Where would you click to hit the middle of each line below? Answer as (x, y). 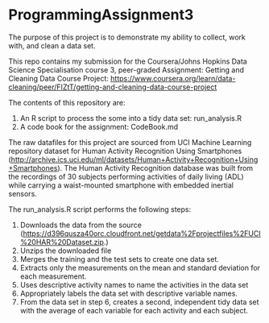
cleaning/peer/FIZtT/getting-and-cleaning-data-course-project (113, 87)
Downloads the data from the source (81, 225)
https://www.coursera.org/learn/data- (173, 78)
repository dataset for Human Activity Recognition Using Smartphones (125, 151)
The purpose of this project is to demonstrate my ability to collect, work (127, 37)
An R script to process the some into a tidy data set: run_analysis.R (131, 118)
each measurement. (53, 276)
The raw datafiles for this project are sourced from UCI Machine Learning (130, 142)
